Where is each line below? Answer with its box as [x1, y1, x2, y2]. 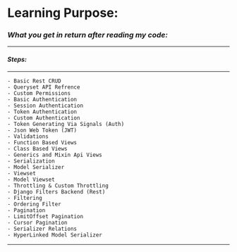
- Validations [7, 132, 49, 140]
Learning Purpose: [7, 5, 119, 21]
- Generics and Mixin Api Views [7, 151, 102, 158]
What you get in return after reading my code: [7, 30, 168, 40]
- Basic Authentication [7, 96, 78, 103]
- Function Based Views [7, 139, 78, 146]
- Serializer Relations [7, 225, 78, 232]
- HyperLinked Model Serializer [7, 231, 102, 239]
